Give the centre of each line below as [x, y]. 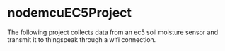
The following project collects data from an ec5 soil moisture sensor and [112, 32]
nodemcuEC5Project [70, 13]
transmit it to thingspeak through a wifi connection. [82, 39]
